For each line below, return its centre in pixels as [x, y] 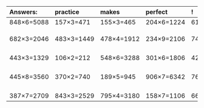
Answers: [23, 12]
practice [67, 12]
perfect [157, 12]
